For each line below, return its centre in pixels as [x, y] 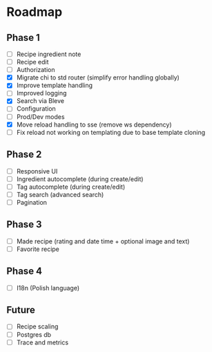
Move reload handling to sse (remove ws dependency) [94, 124]
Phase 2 [24, 155]
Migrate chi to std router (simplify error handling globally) [98, 77]
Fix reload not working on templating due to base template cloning [111, 132]
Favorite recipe [38, 249]
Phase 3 [24, 224]
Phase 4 [25, 271]
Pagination [32, 202]
